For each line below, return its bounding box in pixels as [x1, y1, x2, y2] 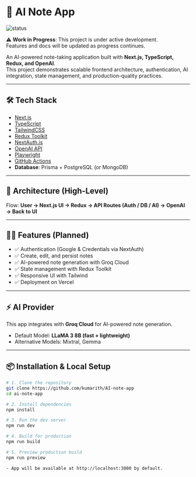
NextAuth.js [14, 139, 43, 146]
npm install [6, 407, 35, 413]
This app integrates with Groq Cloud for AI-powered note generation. [6, 321, 173, 328]
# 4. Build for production [6, 433, 72, 440]
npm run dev [6, 423, 35, 429]
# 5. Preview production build [6, 449, 82, 455]
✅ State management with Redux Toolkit [14, 266, 112, 273]
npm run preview [6, 455, 45, 461]
